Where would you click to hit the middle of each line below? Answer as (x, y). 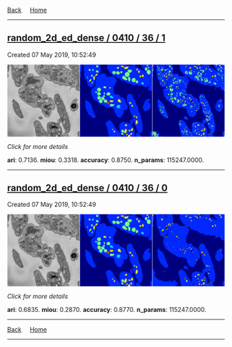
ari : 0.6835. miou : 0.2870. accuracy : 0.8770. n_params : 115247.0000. (107, 310)
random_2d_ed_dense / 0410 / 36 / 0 (87, 188)
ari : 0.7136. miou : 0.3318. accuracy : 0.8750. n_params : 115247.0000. (106, 160)
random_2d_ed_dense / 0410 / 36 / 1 (86, 38)
